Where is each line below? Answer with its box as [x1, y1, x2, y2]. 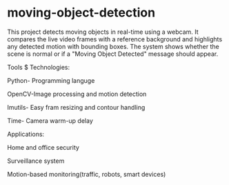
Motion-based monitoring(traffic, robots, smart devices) [7, 170, 166, 178]
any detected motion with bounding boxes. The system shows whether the [7, 42, 219, 50]
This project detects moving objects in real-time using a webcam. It [7, 28, 199, 36]
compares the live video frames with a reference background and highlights [7, 35, 223, 43]
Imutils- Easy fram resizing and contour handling [7, 103, 146, 111]
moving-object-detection [7, 5, 156, 21]
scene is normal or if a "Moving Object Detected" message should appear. [7, 50, 219, 58]
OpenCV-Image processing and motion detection [7, 90, 147, 98]
